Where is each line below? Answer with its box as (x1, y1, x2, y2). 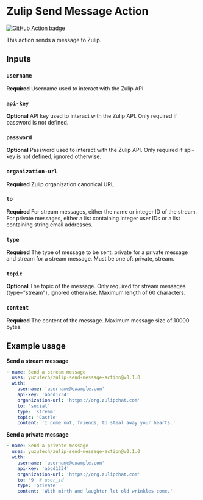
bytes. (6, 323, 23, 330)
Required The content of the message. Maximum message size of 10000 (6, 316, 190, 324)
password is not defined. (6, 118, 69, 126)
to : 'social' (17, 403, 51, 409)
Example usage (6, 341, 66, 352)
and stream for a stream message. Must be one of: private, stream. (6, 255, 175, 263)
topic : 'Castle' (17, 414, 59, 421)
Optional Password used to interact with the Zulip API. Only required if (6, 147, 183, 154)
